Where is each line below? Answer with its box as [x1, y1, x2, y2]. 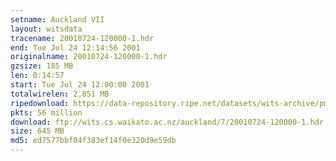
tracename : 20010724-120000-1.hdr [10, 33, 155, 43]
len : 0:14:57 [10, 71, 65, 81]
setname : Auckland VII [10, 14, 105, 25]
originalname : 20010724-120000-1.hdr [10, 52, 168, 62]
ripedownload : [10, 98, 70, 108]
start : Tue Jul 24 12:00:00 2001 [10, 80, 150, 90]
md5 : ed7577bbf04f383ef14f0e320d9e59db [10, 136, 177, 146]
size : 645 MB [10, 126, 65, 136]
